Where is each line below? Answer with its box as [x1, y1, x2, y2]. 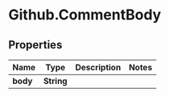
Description [75, 62, 122, 73]
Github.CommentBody [8, 6, 162, 24]
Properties [8, 38, 63, 52]
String [43, 75, 68, 86]
